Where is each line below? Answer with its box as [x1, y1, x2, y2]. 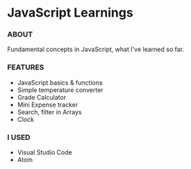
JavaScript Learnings [7, 5, 133, 21]
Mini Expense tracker [17, 100, 78, 109]
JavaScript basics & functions [17, 78, 103, 87]
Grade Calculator [17, 93, 67, 101]
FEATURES [7, 62, 44, 72]
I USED [7, 132, 31, 142]
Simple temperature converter [17, 85, 103, 94]
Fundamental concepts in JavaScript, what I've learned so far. [7, 45, 185, 53]
